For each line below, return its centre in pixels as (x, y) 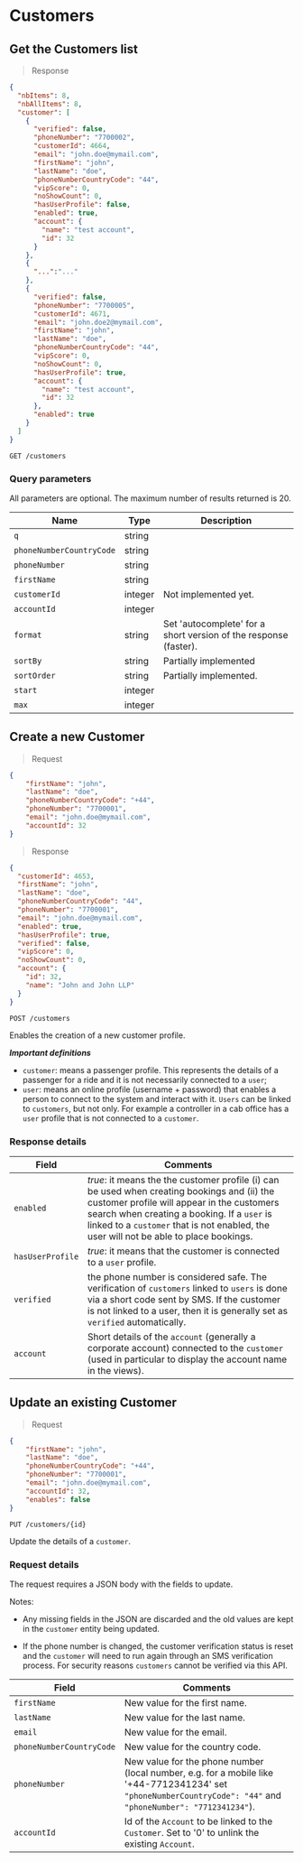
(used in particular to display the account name (187, 1359)
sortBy (28, 661)
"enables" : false (58, 1499)
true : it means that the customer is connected (184, 1251)
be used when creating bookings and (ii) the (181, 1190)
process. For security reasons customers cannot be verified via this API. (155, 1665)
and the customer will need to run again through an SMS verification (147, 1655)
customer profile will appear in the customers (183, 1202)
